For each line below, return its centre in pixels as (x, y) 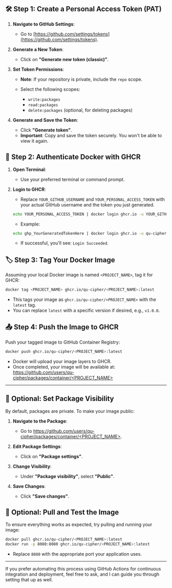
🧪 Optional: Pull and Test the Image (62, 512)
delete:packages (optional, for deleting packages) (80, 110)
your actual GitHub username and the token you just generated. (87, 204)
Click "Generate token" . (46, 130)
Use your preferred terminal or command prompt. (72, 179)
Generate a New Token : (38, 49)
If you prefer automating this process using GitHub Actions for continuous (83, 569)
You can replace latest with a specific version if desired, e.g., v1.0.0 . (86, 311)
